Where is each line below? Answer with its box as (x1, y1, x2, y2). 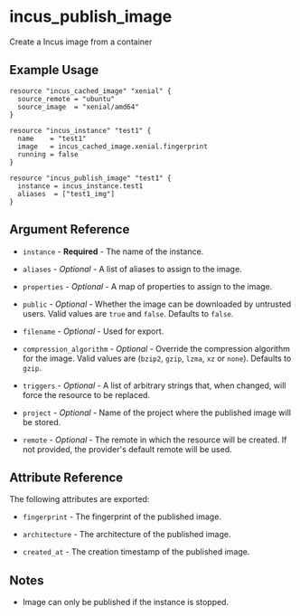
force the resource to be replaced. (22, 389, 151, 400)
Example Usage (9, 62, 99, 78)
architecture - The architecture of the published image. (22, 529, 231, 540)
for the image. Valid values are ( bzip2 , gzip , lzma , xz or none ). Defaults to (22, 353, 292, 364)
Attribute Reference (9, 469, 124, 485)
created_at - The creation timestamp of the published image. (22, 546, 250, 557)
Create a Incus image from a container (9, 36, 153, 47)
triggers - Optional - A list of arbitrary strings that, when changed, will (22, 380, 286, 391)
